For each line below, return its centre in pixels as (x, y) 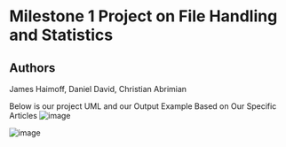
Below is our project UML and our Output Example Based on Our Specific (143, 106)
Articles (24, 116)
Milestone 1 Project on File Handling (143, 16)
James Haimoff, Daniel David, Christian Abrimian (98, 89)
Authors (32, 68)
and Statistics (61, 35)
